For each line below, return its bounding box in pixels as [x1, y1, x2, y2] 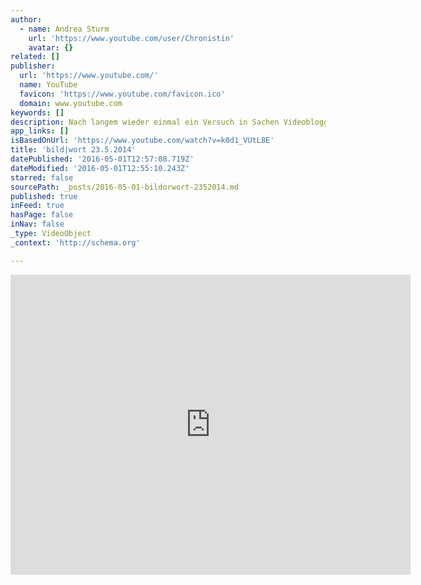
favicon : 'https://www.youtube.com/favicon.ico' [19, 89, 226, 99]
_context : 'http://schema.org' [10, 237, 141, 248]
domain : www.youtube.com [19, 98, 123, 108]
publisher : [10, 61, 56, 71]
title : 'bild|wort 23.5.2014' [10, 145, 137, 155]
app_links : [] [10, 126, 70, 136]
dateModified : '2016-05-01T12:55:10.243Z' [10, 163, 190, 173]
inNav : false [10, 219, 65, 230]
